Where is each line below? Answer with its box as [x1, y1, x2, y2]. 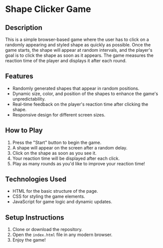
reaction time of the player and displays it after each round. [5, 58, 127, 63]
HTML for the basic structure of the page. [12, 188, 98, 194]
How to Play [5, 126, 43, 135]
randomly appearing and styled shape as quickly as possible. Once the [5, 42, 151, 48]
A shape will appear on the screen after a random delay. [12, 144, 128, 150]
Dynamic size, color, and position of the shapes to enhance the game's [12, 91, 159, 97]
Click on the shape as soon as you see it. [12, 150, 97, 156]
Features [5, 72, 33, 81]
